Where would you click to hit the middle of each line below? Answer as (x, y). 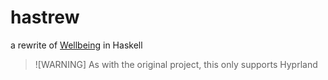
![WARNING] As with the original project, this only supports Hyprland (176, 64)
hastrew (45, 17)
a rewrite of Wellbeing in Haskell (76, 45)
